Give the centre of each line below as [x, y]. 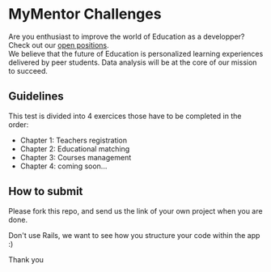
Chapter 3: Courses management [76, 157]
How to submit [46, 191]
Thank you [26, 259]
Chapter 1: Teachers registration [74, 140]
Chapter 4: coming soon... [64, 166]
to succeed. [28, 70]
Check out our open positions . [59, 45]
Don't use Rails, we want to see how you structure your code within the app [134, 235]
